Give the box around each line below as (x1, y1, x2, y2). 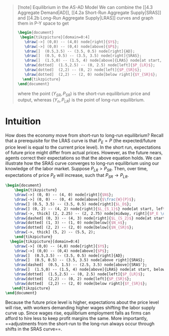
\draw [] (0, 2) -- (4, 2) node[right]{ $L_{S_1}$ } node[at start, (14, 206, 154, 211)
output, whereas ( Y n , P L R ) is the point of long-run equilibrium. (17, 97, 145, 104)
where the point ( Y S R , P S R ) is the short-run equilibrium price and (17, 90, 150, 97)
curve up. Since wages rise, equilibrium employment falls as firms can (5, 310, 151, 316)
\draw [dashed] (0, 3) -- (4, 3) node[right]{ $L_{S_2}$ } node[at (14, 215, 152, 220)
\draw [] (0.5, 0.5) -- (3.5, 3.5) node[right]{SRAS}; (24, 53, 142, 58)
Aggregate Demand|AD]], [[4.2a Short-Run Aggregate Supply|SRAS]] (17, 10, 161, 16)
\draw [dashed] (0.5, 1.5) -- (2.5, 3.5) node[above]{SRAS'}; (14, 262, 147, 268)
